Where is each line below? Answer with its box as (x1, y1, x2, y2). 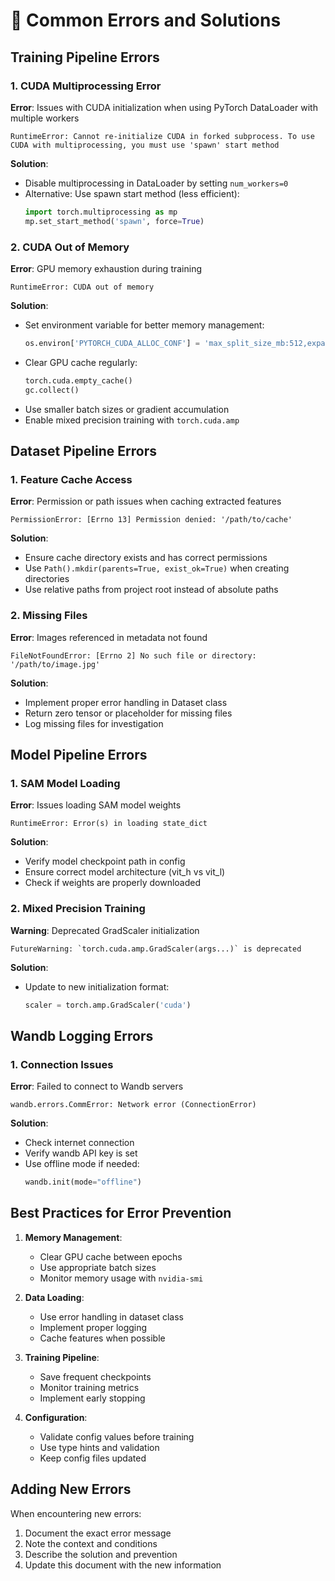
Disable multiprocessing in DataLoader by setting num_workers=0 (24, 177, 289, 189)
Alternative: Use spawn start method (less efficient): (24, 187, 240, 199)
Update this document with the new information (24, 1559, 222, 1571)
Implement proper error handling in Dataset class (24, 696, 228, 708)
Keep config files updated (39, 1452, 147, 1464)
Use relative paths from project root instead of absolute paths (24, 584, 279, 596)
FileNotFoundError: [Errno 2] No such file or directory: (10, 650, 257, 661)
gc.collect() (24, 385, 80, 395)
